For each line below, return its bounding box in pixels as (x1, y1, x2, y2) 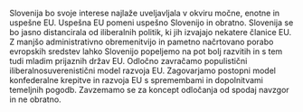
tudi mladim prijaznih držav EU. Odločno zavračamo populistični (9, 56, 248, 66)
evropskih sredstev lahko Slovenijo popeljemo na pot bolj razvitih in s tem (9, 46, 283, 57)
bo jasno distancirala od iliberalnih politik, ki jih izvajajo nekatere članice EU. (9, 27, 292, 37)
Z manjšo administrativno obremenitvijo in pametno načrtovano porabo (9, 36, 274, 47)
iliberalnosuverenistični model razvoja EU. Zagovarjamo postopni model (9, 65, 276, 76)
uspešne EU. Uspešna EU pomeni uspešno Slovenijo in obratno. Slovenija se (9, 17, 294, 28)
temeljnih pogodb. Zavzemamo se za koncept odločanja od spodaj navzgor (9, 85, 289, 95)
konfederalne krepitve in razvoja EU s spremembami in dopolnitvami (9, 75, 264, 85)
